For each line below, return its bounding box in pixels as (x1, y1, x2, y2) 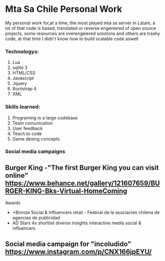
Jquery (12, 80, 27, 86)
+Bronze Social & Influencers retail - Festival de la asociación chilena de (12, 209, 160, 215)
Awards (5, 200, 21, 206)
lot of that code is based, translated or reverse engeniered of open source (5, 25, 157, 31)
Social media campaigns (5, 148, 65, 155)
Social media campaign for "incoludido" (5, 240, 131, 248)
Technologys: (5, 48, 39, 55)
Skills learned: (5, 103, 41, 110)
